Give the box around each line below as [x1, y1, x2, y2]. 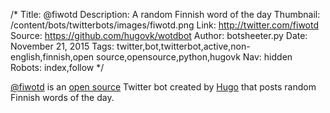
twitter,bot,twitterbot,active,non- [116, 40, 251, 52]
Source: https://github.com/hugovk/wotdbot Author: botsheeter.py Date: [10, 30, 308, 41]
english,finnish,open [10, 51, 95, 63]
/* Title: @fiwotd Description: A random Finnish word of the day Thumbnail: [10, 9, 321, 20]
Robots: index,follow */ [10, 62, 105, 73]
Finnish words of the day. [10, 92, 115, 103]
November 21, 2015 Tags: [10, 40, 115, 52]
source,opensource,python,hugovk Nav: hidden [96, 51, 293, 63]
